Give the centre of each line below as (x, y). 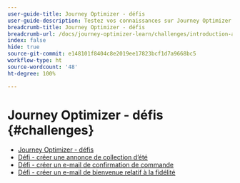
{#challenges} (51, 130)
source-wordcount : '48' (43, 67)
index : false (27, 41)
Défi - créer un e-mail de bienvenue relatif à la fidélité (96, 172)
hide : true (24, 47)
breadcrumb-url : (31, 34)
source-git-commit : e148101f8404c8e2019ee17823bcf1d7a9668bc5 (102, 54)
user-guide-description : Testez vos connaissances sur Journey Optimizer (120, 21)
